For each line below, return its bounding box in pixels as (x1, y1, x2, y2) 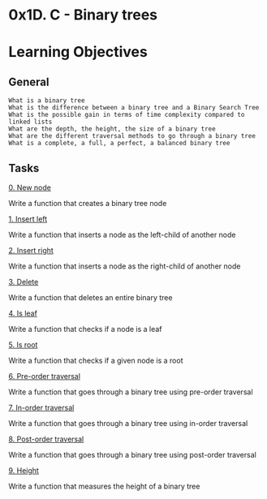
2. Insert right (8, 246, 54, 255)
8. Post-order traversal (8, 434, 84, 444)
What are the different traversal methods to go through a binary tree (8, 132, 256, 140)
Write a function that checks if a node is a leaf (8, 325, 162, 333)
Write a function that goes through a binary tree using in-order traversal (8, 419, 248, 428)
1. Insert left (8, 214, 48, 224)
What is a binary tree (8, 97, 85, 105)
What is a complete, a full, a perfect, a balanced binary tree (8, 140, 230, 148)
